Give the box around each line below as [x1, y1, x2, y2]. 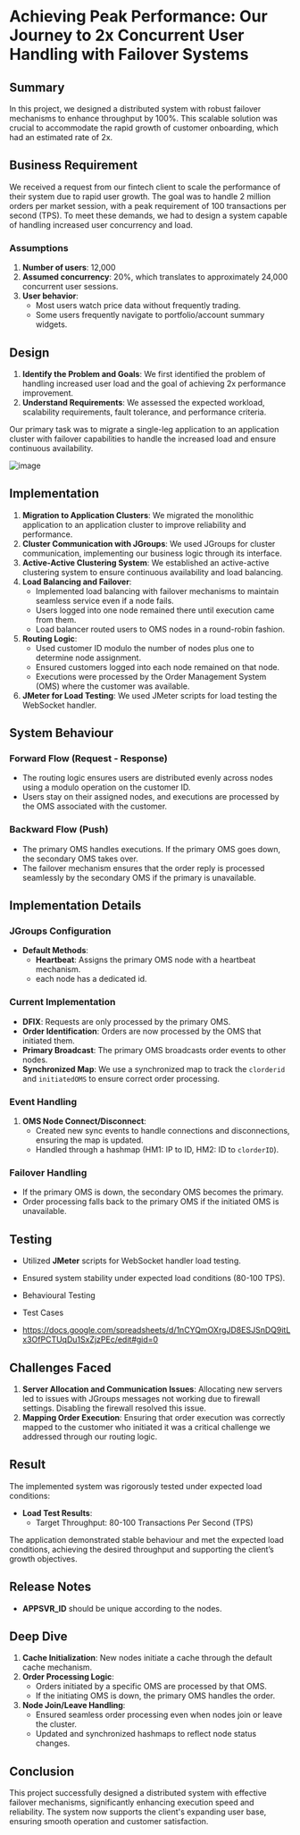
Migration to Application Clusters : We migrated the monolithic [21, 509, 254, 520]
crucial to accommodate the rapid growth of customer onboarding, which [9, 122, 279, 133]
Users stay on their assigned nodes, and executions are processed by [21, 792, 279, 802]
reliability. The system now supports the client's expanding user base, [9, 1806, 267, 1817]
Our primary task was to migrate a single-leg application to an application [9, 423, 279, 434]
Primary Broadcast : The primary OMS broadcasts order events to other [21, 1044, 287, 1055]
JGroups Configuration [9, 925, 112, 937]
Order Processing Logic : [21, 1672, 114, 1682]
